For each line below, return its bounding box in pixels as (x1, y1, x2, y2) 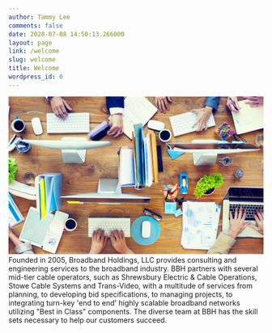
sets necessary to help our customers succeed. (8, 315, 168, 325)
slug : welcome (8, 56, 57, 64)
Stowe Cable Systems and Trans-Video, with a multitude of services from (8, 280, 253, 290)
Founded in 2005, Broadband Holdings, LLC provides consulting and (8, 255, 237, 264)
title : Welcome (8, 65, 60, 73)
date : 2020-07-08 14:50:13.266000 (8, 30, 125, 38)
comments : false (8, 21, 63, 30)
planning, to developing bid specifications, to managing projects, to (8, 289, 233, 299)
